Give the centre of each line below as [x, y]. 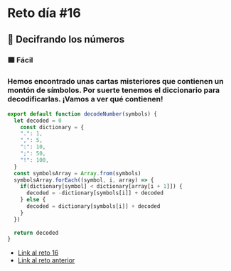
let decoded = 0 [38, 121]
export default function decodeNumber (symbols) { [82, 114]
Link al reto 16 [38, 253]
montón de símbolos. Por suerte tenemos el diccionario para [114, 90]
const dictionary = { [52, 127]
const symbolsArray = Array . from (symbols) [77, 173]
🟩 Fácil [20, 60]
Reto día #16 [44, 13]
